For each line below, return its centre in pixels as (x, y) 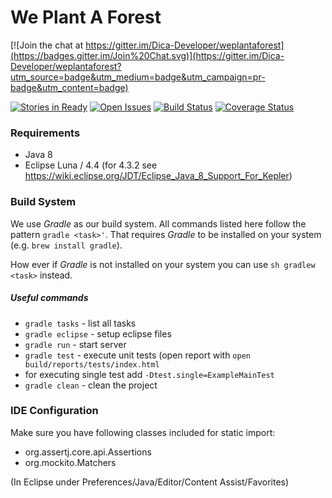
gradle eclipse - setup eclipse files (98, 333)
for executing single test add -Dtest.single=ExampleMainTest (149, 374)
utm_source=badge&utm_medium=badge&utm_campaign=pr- (138, 77)
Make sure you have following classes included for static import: (143, 432)
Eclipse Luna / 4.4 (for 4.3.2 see (91, 165)
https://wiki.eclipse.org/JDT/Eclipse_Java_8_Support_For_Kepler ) (158, 176)
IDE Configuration (54, 411)
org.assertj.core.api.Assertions (88, 452)
